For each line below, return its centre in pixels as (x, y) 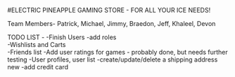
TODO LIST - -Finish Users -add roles (62, 37)
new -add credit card (38, 67)
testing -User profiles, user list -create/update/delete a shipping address (113, 59)
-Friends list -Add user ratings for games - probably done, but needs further (118, 52)
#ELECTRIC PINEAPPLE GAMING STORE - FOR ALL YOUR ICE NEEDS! (109, 10)
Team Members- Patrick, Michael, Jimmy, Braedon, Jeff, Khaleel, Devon (112, 23)
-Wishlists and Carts (37, 44)
